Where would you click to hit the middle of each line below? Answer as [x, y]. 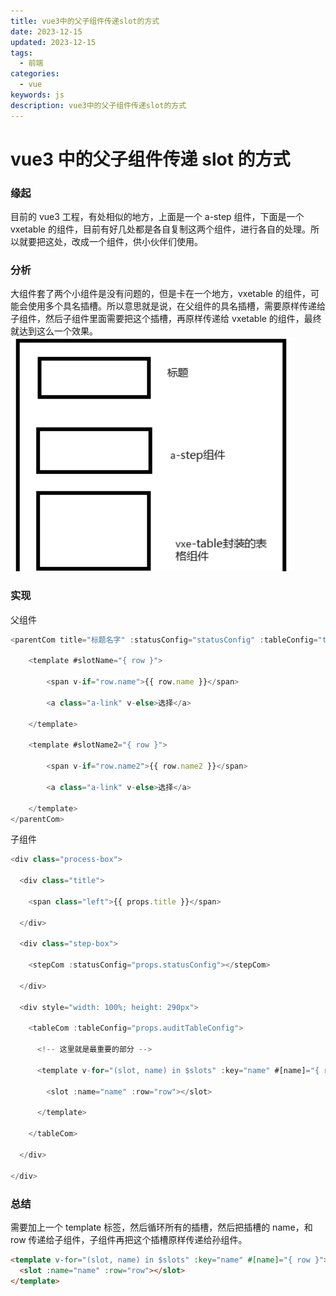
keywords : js [37, 95]
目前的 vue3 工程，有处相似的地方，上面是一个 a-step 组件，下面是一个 [157, 217]
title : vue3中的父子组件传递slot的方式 [85, 21]
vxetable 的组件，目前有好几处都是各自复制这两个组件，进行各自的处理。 [160, 229]
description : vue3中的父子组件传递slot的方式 [98, 105]
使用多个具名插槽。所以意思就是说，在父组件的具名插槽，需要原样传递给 [176, 306]
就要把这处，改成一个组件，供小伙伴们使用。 [110, 242]
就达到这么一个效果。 [54, 331]
